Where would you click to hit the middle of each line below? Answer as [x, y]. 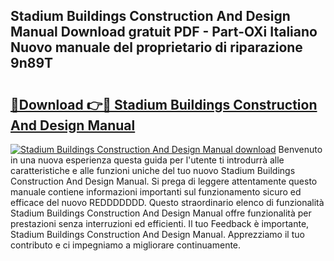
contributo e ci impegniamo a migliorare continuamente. [126, 245]
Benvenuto [300, 149]
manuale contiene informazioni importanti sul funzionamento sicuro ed [156, 192]
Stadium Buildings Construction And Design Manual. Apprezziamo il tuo [157, 234]
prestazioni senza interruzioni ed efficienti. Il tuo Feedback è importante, [160, 223]
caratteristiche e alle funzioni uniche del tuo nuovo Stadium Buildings [153, 170]
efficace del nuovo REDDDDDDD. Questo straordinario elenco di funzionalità [167, 202]
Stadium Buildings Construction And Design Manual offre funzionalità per [161, 213]
